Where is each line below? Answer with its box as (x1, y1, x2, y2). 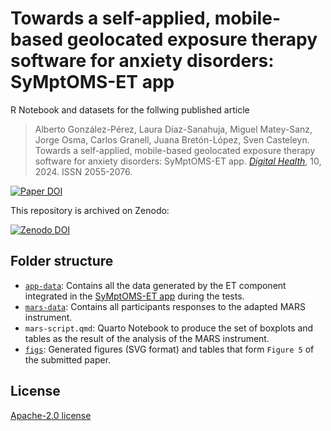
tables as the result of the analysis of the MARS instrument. (24, 332, 270, 344)
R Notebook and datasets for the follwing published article (10, 103, 250, 116)
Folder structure (10, 253, 114, 270)
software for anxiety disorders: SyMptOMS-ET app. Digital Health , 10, (34, 155, 322, 167)
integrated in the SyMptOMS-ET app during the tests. (24, 290, 245, 302)
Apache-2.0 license (10, 409, 92, 421)
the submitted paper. (24, 353, 112, 366)
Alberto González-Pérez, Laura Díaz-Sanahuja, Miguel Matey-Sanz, (34, 123, 313, 135)
